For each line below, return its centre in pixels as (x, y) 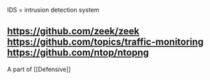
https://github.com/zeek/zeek (73, 31)
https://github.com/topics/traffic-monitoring (105, 42)
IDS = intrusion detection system (53, 10)
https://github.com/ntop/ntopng (78, 53)
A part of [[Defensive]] (39, 69)
